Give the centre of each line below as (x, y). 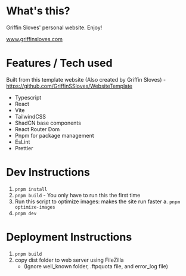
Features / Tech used (59, 63)
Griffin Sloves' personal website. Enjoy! (54, 27)
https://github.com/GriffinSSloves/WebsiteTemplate (69, 86)
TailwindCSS (30, 116)
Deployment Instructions (69, 237)
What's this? (38, 11)
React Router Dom (37, 129)
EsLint (22, 142)
